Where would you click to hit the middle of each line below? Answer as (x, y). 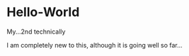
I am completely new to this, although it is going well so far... (95, 45)
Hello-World (43, 12)
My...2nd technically (36, 31)
